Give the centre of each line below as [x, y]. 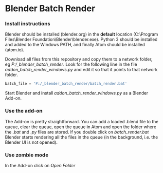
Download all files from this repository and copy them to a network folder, [79, 59]
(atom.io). [15, 50]
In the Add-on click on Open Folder [40, 165]
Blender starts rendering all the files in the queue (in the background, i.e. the [81, 137]
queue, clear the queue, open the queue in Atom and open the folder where [81, 127]
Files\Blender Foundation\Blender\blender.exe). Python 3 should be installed [81, 39]
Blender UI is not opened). [31, 142]
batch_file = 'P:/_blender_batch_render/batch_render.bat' [66, 84]
